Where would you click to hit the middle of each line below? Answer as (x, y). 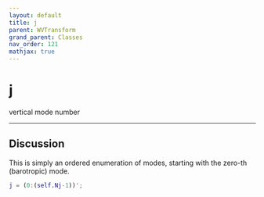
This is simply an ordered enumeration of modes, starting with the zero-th (128, 163)
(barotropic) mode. (39, 171)
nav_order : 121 (34, 45)
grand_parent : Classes (46, 37)
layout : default (35, 15)
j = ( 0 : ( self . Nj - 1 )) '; (46, 185)
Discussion (37, 144)
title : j (23, 23)
